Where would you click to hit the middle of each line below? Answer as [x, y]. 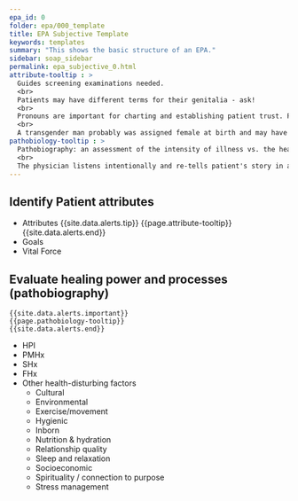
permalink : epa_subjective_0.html [73, 67]
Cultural [50, 392]
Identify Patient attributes [82, 202]
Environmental [62, 402]
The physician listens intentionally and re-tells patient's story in [150, 166]
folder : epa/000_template [57, 26]
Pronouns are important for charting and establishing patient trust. [150, 116]
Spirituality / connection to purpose [100, 477]
